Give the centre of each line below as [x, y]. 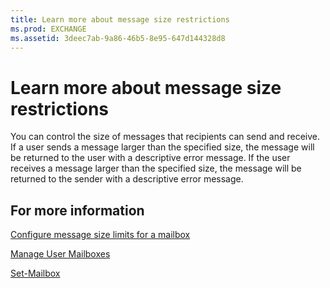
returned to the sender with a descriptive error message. [127, 179]
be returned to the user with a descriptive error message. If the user [150, 158]
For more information [77, 210]
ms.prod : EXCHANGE [48, 29]
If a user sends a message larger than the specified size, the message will [162, 147]
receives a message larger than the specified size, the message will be [156, 168]
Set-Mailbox [35, 273]
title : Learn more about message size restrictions [120, 19]
